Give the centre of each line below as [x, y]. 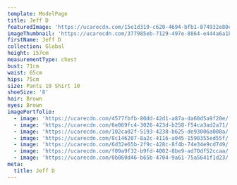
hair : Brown [25, 99]
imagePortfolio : [31, 112]
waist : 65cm [25, 72]
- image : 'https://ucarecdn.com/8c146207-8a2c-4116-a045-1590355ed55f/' [123, 138]
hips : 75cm [23, 79]
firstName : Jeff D [34, 40]
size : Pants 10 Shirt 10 [44, 86]
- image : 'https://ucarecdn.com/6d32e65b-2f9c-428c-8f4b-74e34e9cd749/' [123, 145]
